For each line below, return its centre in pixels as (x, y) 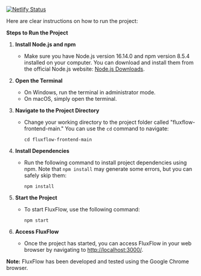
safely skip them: (45, 175)
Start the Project (36, 197)
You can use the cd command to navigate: (117, 129)
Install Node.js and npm (45, 44)
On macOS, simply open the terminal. (70, 99)
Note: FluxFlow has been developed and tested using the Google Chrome (98, 262)
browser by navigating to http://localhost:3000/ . (84, 250)
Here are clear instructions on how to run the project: (72, 21)
